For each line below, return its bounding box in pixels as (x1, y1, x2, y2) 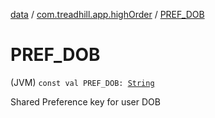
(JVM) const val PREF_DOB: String (10, 76, 155, 88)
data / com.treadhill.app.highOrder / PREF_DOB (10, 9, 205, 20)
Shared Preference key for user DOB (10, 95, 161, 108)
